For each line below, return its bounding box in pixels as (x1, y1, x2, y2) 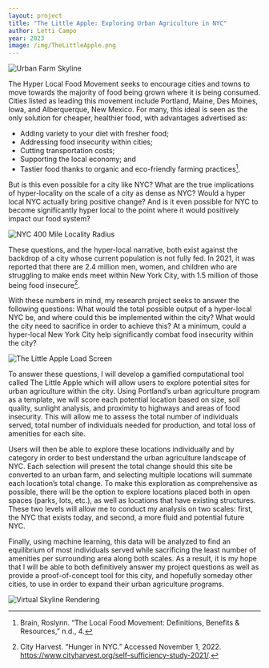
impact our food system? (8, 213, 90, 223)
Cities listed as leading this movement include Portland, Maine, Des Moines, (8, 96, 259, 106)
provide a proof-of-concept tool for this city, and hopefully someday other (8, 571, 253, 581)
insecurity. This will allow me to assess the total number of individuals (8, 412, 239, 422)
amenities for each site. (8, 429, 86, 439)
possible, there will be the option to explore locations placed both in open (8, 487, 251, 497)
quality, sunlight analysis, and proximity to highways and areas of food (8, 403, 241, 413)
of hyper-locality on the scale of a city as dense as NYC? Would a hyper (8, 188, 246, 197)
